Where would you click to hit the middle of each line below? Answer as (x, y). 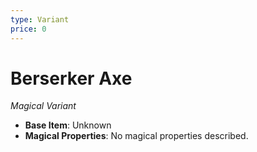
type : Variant (40, 19)
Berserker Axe (71, 78)
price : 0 (28, 29)
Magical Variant (43, 106)
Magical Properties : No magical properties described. (136, 136)
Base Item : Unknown (68, 125)
